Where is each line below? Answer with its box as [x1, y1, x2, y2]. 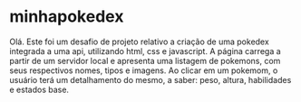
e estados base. [9, 84, 70, 95]
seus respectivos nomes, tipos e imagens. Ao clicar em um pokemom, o [9, 65, 278, 76]
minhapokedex [9, 6, 124, 27]
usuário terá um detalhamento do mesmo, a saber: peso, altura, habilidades [9, 74, 292, 85]
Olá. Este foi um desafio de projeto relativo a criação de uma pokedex [9, 36, 269, 47]
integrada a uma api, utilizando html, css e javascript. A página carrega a [9, 45, 281, 56]
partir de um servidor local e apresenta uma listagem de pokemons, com [9, 55, 281, 66]
